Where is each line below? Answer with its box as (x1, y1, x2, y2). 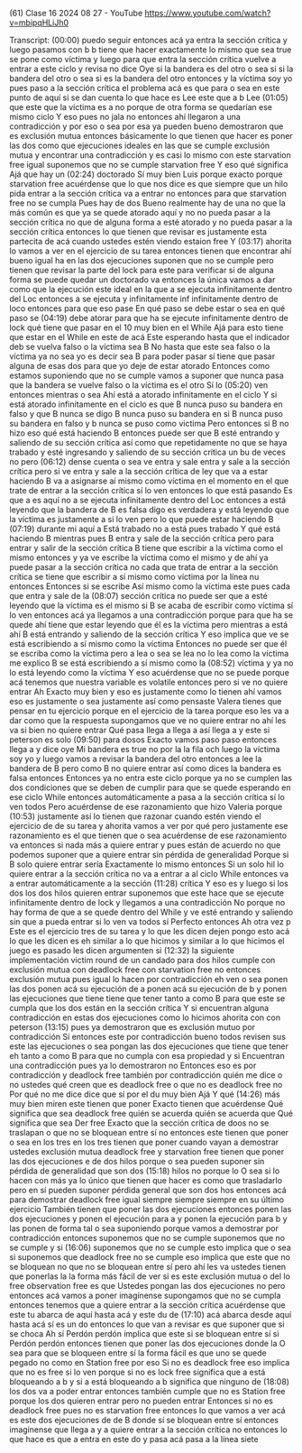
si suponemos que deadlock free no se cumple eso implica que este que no (9, 1252, 291, 1262)
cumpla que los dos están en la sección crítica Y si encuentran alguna (9, 1003, 270, 1013)
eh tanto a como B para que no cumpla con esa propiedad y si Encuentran (9, 1051, 286, 1061)
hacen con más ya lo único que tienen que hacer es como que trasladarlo (9, 1175, 282, 1185)
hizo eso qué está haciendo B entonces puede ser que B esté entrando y (9, 428, 280, 438)
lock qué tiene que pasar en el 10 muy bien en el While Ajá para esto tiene (9, 322, 284, 333)
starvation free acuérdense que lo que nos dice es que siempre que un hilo (9, 179, 288, 189)
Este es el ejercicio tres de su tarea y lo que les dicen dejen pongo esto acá (9, 926, 290, 936)
